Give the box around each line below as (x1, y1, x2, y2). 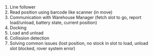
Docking (9, 25, 27, 31)
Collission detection (9, 35, 50, 41)
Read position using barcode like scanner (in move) (9, 9, 113, 15)
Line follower (9, 4, 36, 10)
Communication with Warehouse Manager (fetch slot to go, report (9, 15, 142, 20)
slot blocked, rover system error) (9, 46, 75, 51)
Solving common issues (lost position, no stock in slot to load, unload (9, 40, 149, 46)
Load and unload (9, 30, 44, 36)
